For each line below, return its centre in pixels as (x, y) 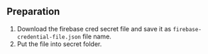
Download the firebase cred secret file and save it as (94, 28)
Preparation (33, 12)
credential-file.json (49, 37)
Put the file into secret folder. (59, 44)
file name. (97, 36)
